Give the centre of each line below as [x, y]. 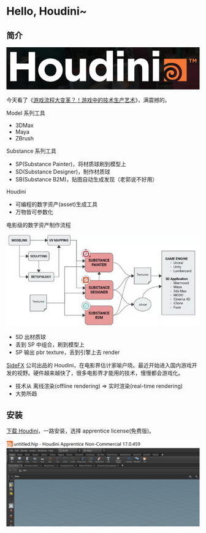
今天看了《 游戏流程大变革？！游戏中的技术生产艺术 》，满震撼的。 [88, 100]
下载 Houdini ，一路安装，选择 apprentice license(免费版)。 [81, 431]
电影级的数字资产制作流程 [39, 225]
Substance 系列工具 [32, 151]
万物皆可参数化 [34, 212]
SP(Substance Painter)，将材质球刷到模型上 [71, 164]
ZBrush [24, 139]
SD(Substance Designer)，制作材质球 [63, 172]
